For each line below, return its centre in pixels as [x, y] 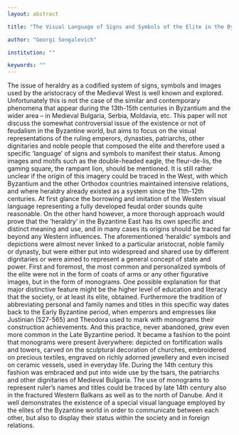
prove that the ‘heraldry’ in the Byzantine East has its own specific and [110, 222]
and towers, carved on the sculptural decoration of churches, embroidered [117, 350]
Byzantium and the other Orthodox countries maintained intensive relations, [118, 184]
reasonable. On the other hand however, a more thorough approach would [116, 214]
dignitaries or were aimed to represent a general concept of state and [109, 259]
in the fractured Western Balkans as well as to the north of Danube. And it [115, 395]
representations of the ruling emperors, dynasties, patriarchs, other [106, 139]
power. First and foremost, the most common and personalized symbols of [117, 267]
